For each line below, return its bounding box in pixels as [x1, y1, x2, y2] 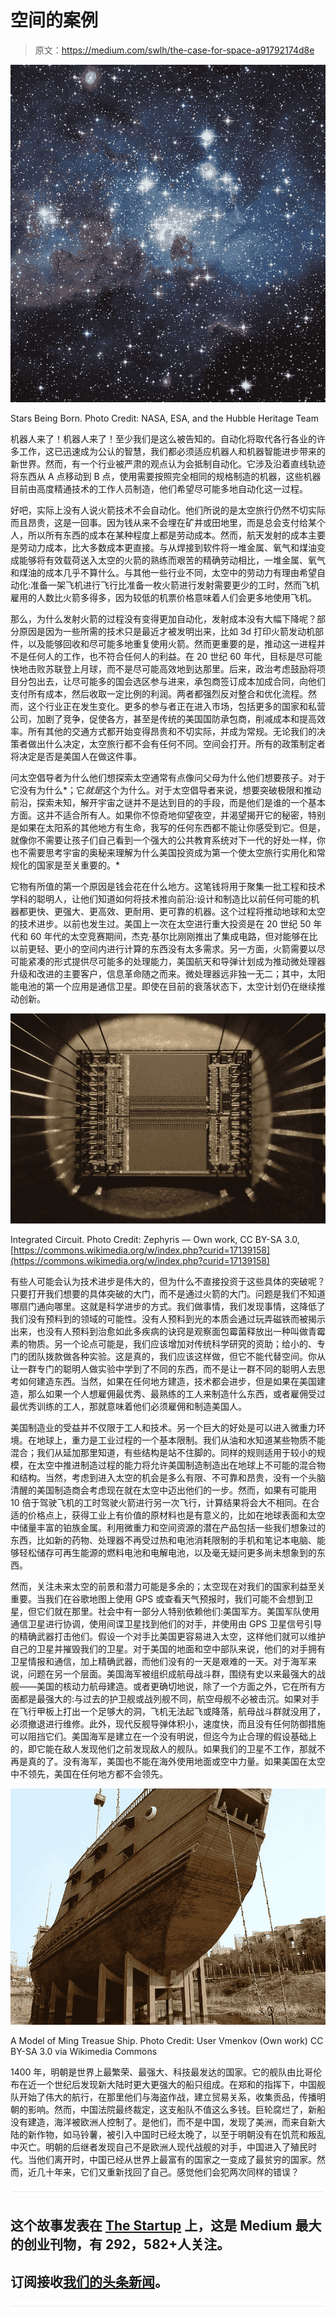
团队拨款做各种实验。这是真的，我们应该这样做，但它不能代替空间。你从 [27, 1350, 326, 1362]
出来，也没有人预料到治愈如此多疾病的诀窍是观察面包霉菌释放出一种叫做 [10, 1325, 308, 1337]
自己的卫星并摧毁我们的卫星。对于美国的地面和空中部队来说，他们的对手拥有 [10, 1642, 326, 1655]
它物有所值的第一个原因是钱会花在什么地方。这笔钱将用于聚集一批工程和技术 [10, 881, 326, 892]
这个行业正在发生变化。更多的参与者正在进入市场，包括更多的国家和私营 [27, 701, 326, 712]
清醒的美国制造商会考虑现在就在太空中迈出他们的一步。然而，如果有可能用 [10, 1484, 317, 1496]
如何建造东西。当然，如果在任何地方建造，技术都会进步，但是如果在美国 [18, 1375, 317, 1387]
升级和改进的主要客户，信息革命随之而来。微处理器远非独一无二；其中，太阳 [10, 968, 326, 980]
